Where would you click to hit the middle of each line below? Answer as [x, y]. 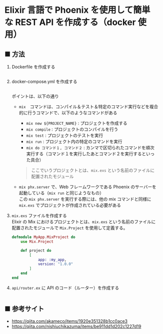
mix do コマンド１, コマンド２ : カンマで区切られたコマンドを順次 [90, 148]
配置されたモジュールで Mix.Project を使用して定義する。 [70, 228]
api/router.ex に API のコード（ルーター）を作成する [65, 287]
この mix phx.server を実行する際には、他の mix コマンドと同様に [85, 199]
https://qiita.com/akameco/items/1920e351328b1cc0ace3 [70, 321]
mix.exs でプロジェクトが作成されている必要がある [70, 205]
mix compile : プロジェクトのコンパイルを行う [72, 129]
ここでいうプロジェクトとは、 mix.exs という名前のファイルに [93, 170]
